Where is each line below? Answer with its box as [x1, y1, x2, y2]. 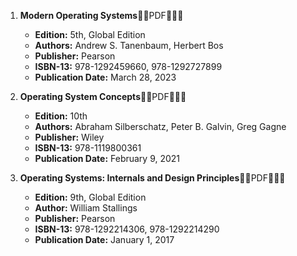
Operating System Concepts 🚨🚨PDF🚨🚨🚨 [19, 91, 187, 102]
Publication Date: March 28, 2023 [34, 71, 177, 83]
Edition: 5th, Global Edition [34, 29, 146, 40]
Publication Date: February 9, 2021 [34, 153, 181, 164]
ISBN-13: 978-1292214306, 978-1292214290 [34, 223, 220, 235]
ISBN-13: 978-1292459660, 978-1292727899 [34, 61, 223, 72]
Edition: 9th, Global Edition [34, 191, 147, 203]
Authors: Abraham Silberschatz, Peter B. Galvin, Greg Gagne [34, 121, 287, 132]
